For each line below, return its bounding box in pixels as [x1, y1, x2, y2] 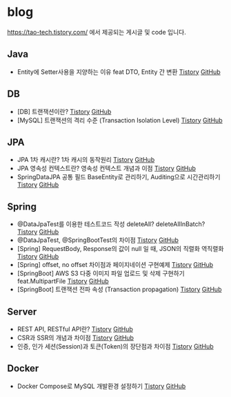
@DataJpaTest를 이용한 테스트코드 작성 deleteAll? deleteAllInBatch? [17, 220, 205, 228]
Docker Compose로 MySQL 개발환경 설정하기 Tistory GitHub [17, 382, 186, 390]
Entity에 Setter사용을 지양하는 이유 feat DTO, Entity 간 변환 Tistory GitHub [17, 67, 221, 76]
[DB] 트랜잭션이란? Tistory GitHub [17, 107, 112, 116]
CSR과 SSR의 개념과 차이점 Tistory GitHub [17, 333, 134, 342]
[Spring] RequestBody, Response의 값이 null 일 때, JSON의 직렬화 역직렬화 [17, 245, 224, 253]
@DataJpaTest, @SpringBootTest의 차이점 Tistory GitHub [17, 236, 179, 244]
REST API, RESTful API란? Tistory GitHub [17, 325, 133, 333]
